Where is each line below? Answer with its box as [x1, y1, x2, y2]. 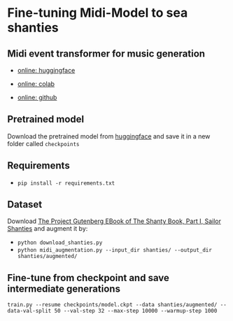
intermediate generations [7, 283, 121, 294]
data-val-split [7, 308, 52, 315]
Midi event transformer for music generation [7, 48, 205, 59]
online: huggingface [17, 66, 76, 74]
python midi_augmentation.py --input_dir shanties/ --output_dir [17, 247, 212, 254]
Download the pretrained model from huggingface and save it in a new [7, 131, 211, 141]
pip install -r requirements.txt [17, 180, 115, 187]
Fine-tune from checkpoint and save [7, 271, 169, 284]
